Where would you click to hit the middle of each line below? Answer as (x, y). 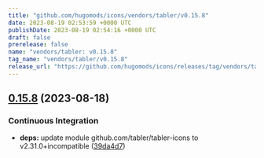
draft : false (29, 37)
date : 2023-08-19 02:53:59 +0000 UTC (70, 23)
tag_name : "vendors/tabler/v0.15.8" (68, 60)
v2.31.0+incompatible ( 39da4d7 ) (72, 146)
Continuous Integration (53, 121)
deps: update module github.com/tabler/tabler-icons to (109, 138)
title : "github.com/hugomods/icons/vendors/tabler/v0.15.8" (109, 15)
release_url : (29, 67)
